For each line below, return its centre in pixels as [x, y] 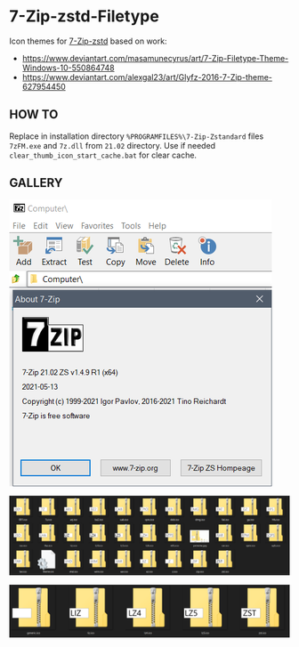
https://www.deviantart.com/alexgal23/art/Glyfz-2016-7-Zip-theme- [147, 77]
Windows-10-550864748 [68, 68]
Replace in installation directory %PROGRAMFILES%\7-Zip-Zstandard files [137, 136]
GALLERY [36, 183]
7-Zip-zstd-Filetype [85, 16]
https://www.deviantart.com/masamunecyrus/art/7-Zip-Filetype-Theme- [155, 58]
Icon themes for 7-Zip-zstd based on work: [88, 41]
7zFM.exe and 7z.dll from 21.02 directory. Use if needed [113, 145]
